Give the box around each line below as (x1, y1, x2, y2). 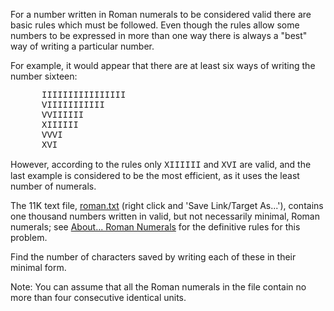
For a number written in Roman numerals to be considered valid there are (10, 9, 312, 20)
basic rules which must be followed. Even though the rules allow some (10, 19, 300, 31)
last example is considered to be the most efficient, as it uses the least (10, 170, 300, 181)
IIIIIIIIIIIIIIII (41, 90, 127, 101)
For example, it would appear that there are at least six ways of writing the (10, 60, 316, 71)
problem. (10, 232, 48, 243)
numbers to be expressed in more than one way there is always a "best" (10, 30, 308, 41)
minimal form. (10, 262, 67, 273)
